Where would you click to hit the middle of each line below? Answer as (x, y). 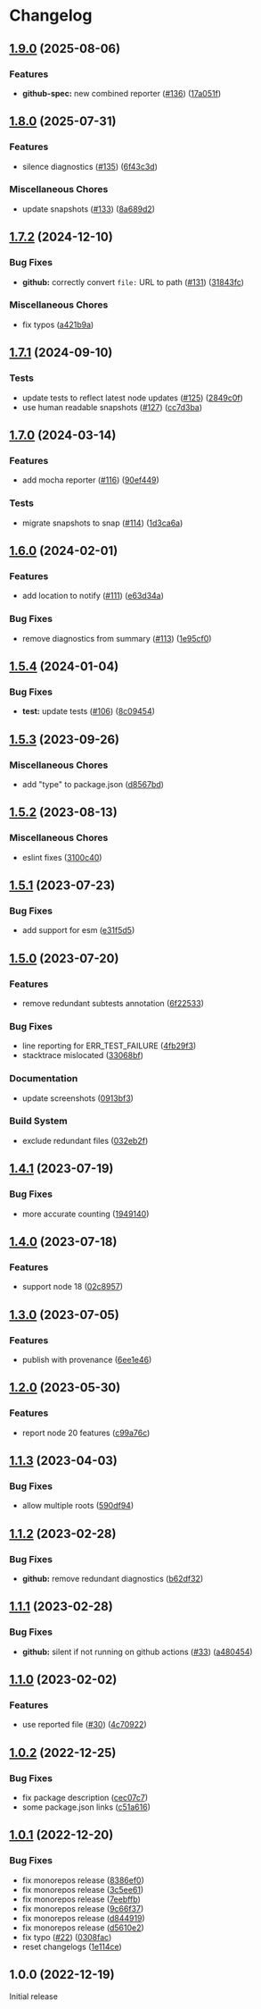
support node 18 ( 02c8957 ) (72, 1287)
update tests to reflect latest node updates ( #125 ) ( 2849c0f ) (132, 398)
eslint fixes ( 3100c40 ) (62, 857)
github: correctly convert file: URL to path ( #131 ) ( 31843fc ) (133, 282)
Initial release (33, 1996)
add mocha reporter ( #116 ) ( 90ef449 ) (91, 480)
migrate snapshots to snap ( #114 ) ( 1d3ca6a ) (102, 523)
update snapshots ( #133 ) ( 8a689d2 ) (89, 209)
